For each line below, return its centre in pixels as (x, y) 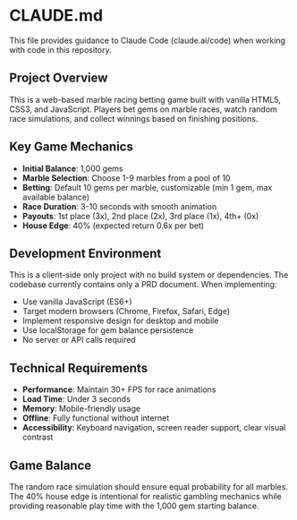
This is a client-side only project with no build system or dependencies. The (149, 275)
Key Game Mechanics (72, 147)
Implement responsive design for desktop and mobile (120, 321)
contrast (38, 437)
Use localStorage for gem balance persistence (108, 330)
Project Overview (59, 78)
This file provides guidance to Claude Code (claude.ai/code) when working (148, 40)
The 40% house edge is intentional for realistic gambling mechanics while (145, 496)
